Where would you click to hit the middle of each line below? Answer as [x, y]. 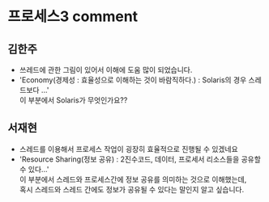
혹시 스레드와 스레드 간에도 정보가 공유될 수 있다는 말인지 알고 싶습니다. [132, 189]
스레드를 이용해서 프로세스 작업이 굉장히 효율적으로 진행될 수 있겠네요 [128, 149]
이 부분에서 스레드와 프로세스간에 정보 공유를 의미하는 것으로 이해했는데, [133, 179]
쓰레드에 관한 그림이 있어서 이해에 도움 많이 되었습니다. [106, 70]
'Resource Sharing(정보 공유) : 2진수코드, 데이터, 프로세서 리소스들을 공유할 [140, 159]
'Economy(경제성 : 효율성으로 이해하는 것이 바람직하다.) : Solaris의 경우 [133, 80]
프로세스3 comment [73, 17]
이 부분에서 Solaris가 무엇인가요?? [73, 100]
